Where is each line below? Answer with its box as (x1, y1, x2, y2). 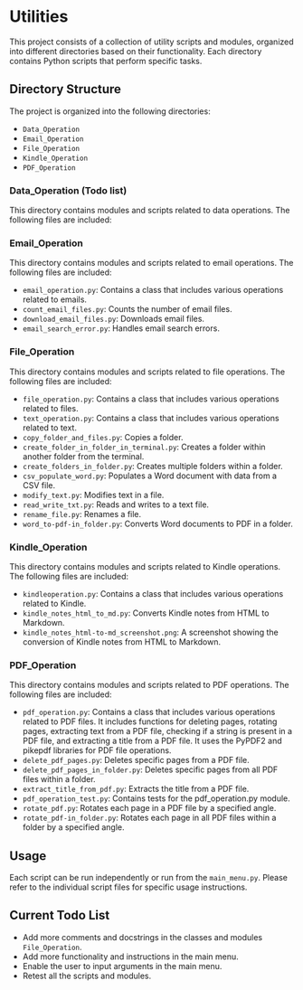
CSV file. (22, 479, 56, 490)
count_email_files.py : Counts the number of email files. (22, 304, 232, 315)
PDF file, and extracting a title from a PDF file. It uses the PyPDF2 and (22, 735, 282, 747)
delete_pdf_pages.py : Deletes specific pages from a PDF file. (22, 755, 251, 766)
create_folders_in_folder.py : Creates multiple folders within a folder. (22, 460, 283, 471)
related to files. (22, 402, 79, 413)
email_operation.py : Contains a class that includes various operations (22, 285, 284, 296)
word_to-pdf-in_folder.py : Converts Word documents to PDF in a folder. (22, 518, 294, 529)
